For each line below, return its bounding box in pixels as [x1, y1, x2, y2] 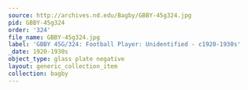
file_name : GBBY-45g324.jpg [8, 33, 101, 41]
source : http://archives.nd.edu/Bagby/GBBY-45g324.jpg [8, 11, 192, 20]
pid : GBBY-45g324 [8, 19, 65, 27]
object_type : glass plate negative [8, 56, 125, 63]
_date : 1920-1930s [8, 48, 68, 56]
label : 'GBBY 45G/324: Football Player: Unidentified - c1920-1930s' [8, 41, 242, 49]
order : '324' [8, 26, 51, 34]
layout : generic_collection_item [8, 63, 118, 70]
